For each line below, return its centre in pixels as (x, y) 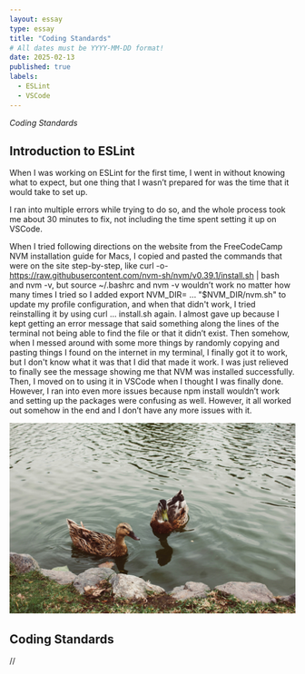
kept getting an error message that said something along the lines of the (144, 324)
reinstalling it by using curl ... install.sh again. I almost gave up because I (144, 314)
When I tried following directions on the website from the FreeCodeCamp (146, 247)
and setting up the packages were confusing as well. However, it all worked (151, 401)
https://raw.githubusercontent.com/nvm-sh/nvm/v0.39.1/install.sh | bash (144, 276)
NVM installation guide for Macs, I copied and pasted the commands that (146, 256)
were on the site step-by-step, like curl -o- (89, 266)
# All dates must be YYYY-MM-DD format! (87, 48)
